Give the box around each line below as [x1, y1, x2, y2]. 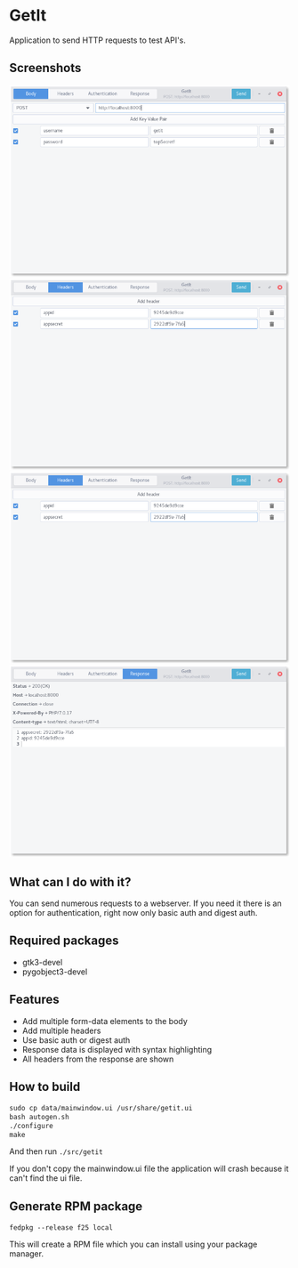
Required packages [9, 933, 119, 949]
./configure [9, 1122, 53, 1131]
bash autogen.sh [9, 1113, 69, 1122]
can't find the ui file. [9, 1173, 83, 1183]
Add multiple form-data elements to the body [21, 1015, 189, 1026]
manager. [9, 1248, 44, 1259]
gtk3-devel [21, 957, 63, 967]
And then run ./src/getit [9, 1146, 104, 1157]
